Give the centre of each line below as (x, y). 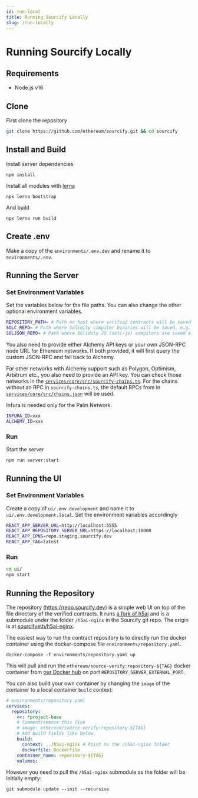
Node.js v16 (29, 88)
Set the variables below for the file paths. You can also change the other (94, 305)
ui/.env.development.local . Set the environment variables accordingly (92, 514)
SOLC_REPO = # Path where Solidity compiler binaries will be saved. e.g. (99, 328)
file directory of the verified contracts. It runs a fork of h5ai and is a (88, 613)
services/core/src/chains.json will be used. (60, 394)
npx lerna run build (32, 218)
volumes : (27, 761)
